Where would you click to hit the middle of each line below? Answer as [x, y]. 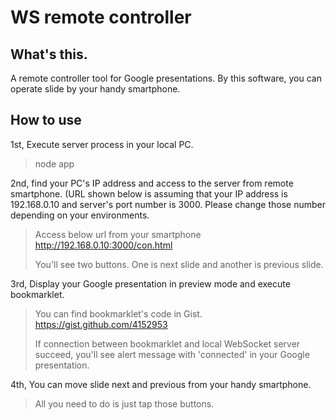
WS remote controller [101, 17]
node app [54, 163]
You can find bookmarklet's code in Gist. [118, 313]
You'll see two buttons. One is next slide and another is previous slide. [179, 264]
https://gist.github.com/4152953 [101, 324]
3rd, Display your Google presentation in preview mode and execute [150, 283]
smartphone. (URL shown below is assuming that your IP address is [149, 193]
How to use [46, 120]
